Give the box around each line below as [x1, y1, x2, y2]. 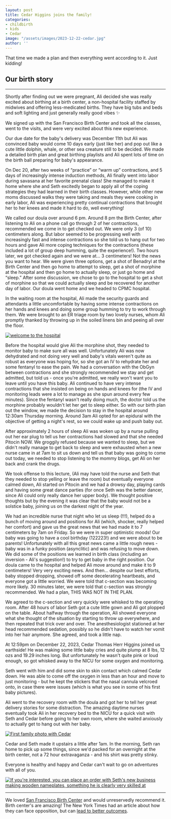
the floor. [5, 322, 24, 329]
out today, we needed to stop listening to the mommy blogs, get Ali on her [5, 455, 160, 461]
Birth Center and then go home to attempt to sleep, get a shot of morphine [5, 264, 161, 270]
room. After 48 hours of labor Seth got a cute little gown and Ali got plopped [5, 604, 165, 611]
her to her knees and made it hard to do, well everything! [5, 205, 124, 211]
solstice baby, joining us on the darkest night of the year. [5, 503, 124, 509]
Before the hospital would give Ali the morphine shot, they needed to [5, 342, 149, 348]
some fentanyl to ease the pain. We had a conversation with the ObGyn [5, 364, 155, 370]
